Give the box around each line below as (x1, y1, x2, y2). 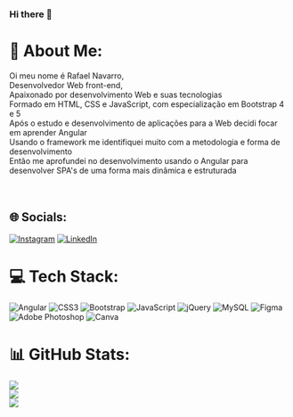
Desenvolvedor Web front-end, (9, 79, 123, 90)
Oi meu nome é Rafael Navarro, (9, 70, 125, 81)
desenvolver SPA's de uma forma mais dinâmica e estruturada (9, 165, 238, 176)
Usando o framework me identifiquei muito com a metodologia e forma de (9, 136, 281, 147)
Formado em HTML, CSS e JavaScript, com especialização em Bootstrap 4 (9, 98, 285, 110)
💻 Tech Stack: (9, 266, 119, 286)
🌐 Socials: (9, 209, 68, 225)
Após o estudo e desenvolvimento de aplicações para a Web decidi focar (9, 118, 278, 128)
